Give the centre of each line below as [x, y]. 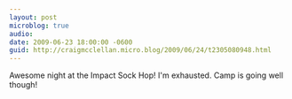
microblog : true [39, 26]
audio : [21, 34]
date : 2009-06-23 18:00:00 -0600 [71, 42]
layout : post [33, 17]
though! [24, 85]
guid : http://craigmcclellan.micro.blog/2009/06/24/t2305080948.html [141, 50]
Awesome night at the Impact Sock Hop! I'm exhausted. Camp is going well [146, 75]
